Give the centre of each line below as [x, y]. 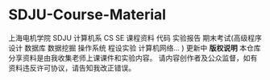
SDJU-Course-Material [87, 15]
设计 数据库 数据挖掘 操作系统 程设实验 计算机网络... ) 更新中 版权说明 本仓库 [135, 48]
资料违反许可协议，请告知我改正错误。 [72, 68]
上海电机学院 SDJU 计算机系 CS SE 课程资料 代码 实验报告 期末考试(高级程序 [135, 38]
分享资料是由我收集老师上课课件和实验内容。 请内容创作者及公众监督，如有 [133, 58]
